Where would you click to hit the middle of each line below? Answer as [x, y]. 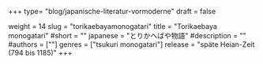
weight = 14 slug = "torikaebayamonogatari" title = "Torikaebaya [113, 26]
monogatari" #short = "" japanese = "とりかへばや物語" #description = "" [127, 36]
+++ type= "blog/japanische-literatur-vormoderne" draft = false [112, 11]
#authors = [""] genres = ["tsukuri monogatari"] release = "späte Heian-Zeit [131, 44]
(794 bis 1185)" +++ [40, 53]
